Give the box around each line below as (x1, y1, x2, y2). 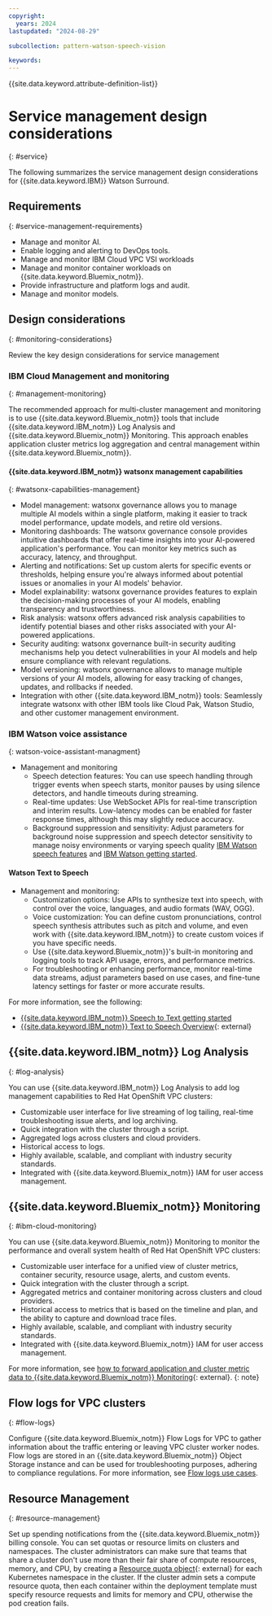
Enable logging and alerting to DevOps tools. (20, 245, 171, 255)
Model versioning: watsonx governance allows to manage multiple (20, 665, 243, 674)
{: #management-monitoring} (8, 389, 107, 398)
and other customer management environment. (20, 708, 179, 718)
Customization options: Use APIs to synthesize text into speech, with (32, 894, 263, 904)
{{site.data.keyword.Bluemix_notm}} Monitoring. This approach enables (8, 430, 248, 440)
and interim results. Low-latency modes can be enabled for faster (32, 806, 252, 815)
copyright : (8, 11, 46, 20)
